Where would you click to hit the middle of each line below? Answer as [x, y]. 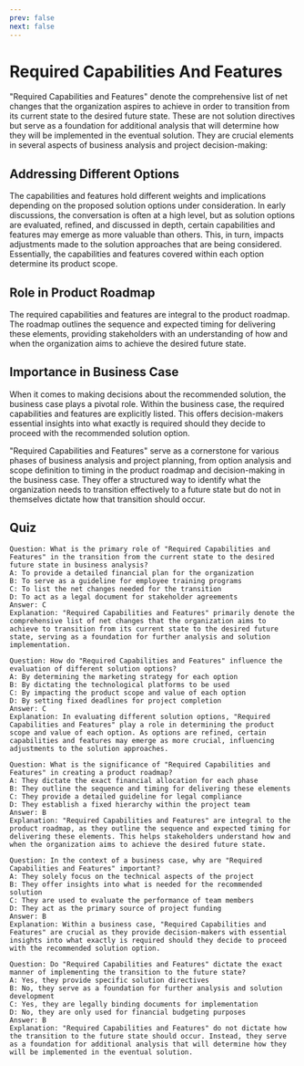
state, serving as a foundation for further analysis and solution [140, 637]
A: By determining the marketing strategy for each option [124, 676]
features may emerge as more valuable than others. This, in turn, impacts [147, 235]
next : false [32, 26]
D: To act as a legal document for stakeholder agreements [124, 597]
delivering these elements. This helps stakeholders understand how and [150, 836]
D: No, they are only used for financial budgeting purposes [128, 1012]
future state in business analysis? [79, 565]
